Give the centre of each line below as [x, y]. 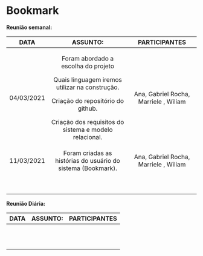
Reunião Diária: [26, 203]
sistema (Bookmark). [88, 168]
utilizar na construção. [88, 87]
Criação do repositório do [88, 100]
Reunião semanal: [29, 27]
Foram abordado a [88, 58]
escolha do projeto [88, 66]
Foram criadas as [88, 153]
